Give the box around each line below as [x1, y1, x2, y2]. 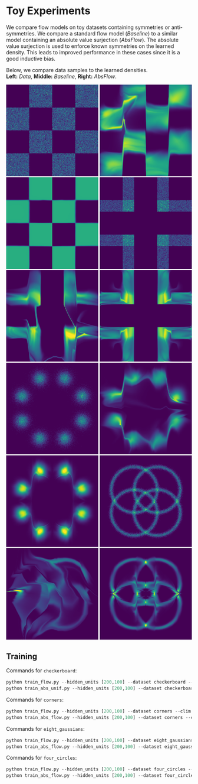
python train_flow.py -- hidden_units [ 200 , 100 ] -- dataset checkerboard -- [6, 679, 194, 685]
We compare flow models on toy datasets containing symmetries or [6, 24, 170, 31]
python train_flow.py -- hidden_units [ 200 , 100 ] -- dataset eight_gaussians [6, 737, 194, 743]
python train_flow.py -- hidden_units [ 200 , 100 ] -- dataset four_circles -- [6, 766, 194, 772]
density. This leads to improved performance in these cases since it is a [6, 48, 180, 56]
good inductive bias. [6, 55, 56, 62]
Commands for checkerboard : [6, 667, 77, 674]
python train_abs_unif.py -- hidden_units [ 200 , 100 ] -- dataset [6, 685, 162, 691]
